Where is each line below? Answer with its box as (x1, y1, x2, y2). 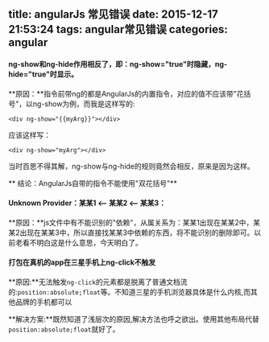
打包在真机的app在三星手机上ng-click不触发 (8, 258, 156, 267)
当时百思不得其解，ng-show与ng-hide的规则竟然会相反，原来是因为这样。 (8, 161, 255, 171)
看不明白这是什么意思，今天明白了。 (22, 237, 143, 247)
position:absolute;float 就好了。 (8, 324, 120, 334)
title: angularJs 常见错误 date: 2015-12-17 (8, 7, 219, 22)
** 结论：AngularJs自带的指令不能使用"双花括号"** (8, 178, 177, 187)
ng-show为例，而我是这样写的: (32, 99, 135, 109)
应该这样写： (8, 130, 51, 139)
